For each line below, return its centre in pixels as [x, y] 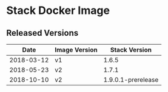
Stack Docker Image [58, 11]
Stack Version [131, 50]
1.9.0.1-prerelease [131, 80]
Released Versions [42, 33]
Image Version [76, 50]
